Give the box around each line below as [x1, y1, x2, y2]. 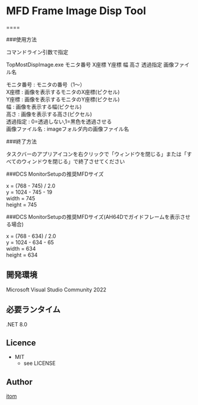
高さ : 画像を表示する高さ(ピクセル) [6, 111, 93, 118]
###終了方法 [6, 138, 37, 145]
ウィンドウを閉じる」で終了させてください [21, 158, 125, 165]
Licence [6, 338, 37, 348]
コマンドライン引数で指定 [6, 48, 69, 56]
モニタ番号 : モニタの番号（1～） [6, 81, 86, 88]
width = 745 [6, 195, 35, 202]
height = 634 [6, 251, 38, 258]
